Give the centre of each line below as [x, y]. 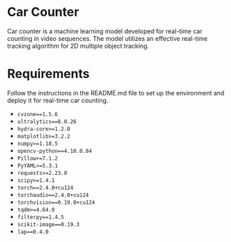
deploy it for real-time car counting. [58, 100]
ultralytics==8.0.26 [47, 122]
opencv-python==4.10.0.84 [54, 151]
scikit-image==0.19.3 [48, 224]
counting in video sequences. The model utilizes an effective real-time [108, 38]
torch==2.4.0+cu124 [45, 187]
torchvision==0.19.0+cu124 [56, 202]
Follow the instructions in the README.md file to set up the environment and [116, 93]
